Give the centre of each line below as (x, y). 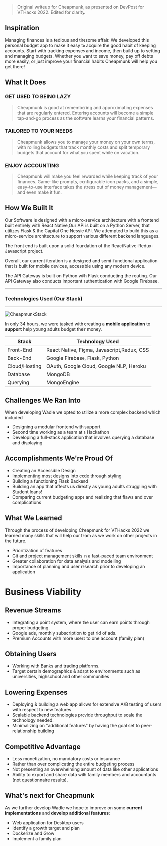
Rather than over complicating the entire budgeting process (73, 764)
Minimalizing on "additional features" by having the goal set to (76, 726)
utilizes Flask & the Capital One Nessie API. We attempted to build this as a (82, 230)
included (14, 418)
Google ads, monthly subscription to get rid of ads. (64, 633)
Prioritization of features (37, 550)
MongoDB (58, 374)
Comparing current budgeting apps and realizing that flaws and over (83, 497)
